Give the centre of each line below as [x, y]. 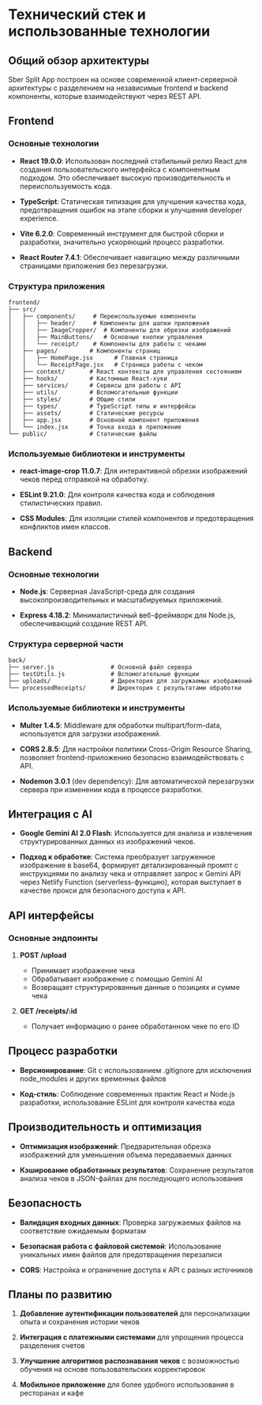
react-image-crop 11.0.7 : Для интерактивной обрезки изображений [133, 471]
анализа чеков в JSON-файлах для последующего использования [131, 1178]
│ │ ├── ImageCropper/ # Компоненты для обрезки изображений [120, 330]
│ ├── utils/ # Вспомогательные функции [93, 392]
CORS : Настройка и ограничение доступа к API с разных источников [136, 1270]
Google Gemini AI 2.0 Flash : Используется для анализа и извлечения [136, 833]
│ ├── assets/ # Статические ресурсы [86, 413]
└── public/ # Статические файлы [82, 434]
